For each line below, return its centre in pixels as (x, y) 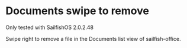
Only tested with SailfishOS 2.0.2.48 (50, 27)
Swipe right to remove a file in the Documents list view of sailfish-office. (93, 39)
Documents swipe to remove (77, 11)
